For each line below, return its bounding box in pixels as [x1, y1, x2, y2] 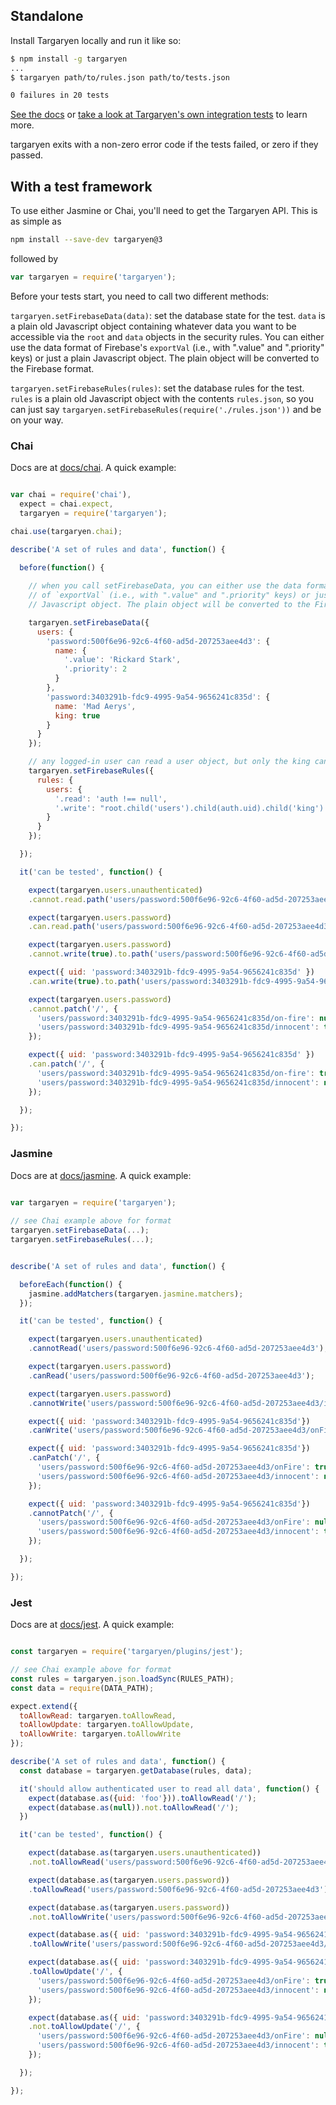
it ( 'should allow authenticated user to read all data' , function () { [19, 1784, 320, 1794]
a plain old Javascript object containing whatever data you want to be [10, 320, 297, 332]
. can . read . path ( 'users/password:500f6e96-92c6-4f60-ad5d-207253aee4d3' [28, 922, 333, 932]
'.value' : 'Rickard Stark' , [63, 655, 182, 665]
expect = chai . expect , [19, 499, 114, 509]
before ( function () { [19, 562, 105, 573]
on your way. [10, 414, 64, 426]
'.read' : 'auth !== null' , [54, 794, 168, 804]
